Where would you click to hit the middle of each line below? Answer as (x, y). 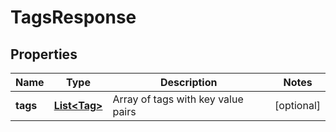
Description (189, 82)
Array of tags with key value (178, 99)
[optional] (297, 105)
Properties (44, 54)
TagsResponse (73, 17)
